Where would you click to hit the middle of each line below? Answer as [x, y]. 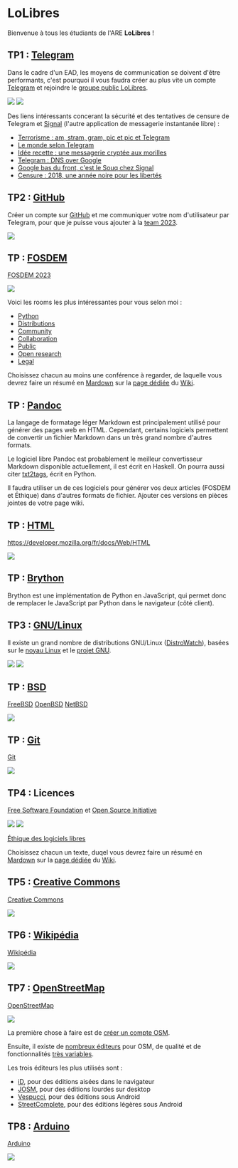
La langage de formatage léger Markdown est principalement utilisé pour [114, 422]
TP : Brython [36, 578]
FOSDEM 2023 [29, 275]
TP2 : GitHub [36, 198]
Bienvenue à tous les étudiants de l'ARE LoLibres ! [81, 33]
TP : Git [24, 740]
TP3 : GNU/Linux [45, 626]
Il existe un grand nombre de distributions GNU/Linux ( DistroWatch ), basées [118, 642]
